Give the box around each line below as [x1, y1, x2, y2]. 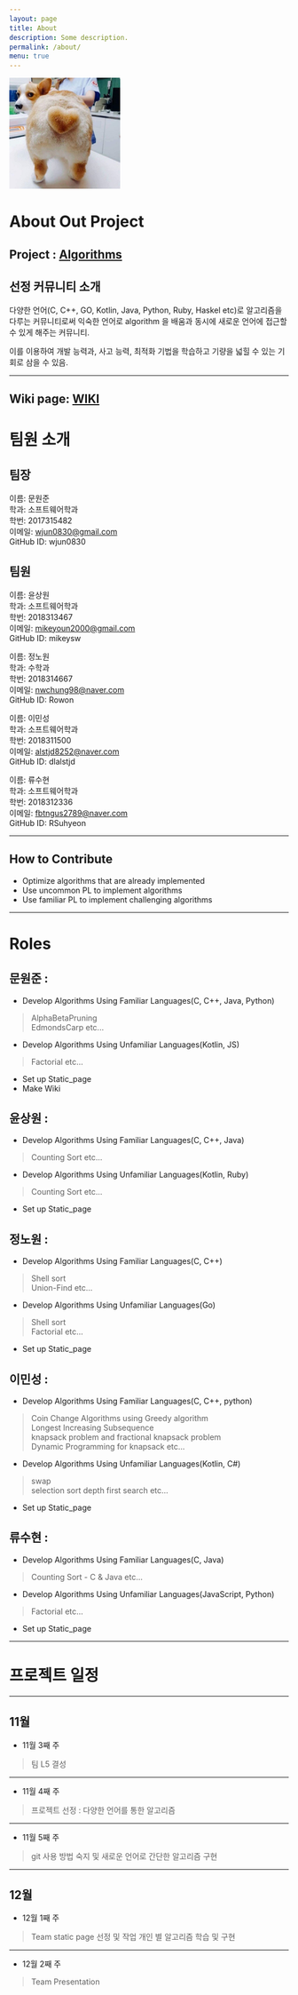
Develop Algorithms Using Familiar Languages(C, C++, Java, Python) [21, 995, 275, 1005]
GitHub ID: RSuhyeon [9, 817, 87, 828]
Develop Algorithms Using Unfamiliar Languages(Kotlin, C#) [21, 1458, 241, 1469]
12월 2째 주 [21, 1959, 62, 1969]
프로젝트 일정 [9, 1665, 99, 1685]
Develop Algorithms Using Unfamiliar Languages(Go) [21, 1300, 216, 1310]
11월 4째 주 [21, 1785, 60, 1796]
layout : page [9, 14, 58, 23]
